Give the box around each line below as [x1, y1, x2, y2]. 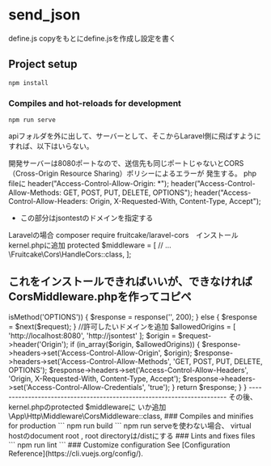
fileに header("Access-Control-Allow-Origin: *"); [8, 179, 170, 189]
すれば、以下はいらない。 [8, 142, 94, 151]
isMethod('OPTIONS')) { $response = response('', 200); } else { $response [8, 311, 257, 321]
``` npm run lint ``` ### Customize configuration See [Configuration [8, 439, 231, 450]
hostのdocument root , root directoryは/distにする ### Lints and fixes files [8, 430, 256, 440]
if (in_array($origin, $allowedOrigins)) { [70, 339, 201, 349]
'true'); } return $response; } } [147, 382, 248, 392]
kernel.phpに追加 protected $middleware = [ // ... [8, 240, 171, 250]
